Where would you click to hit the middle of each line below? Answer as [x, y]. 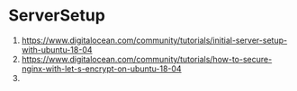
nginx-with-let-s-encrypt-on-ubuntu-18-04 [101, 69]
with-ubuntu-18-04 [57, 49]
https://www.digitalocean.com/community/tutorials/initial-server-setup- [154, 40]
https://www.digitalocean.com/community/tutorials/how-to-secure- [147, 59]
